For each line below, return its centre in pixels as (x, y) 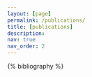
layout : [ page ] (29, 14)
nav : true (22, 40)
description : (26, 33)
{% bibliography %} (36, 66)
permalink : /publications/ (46, 20)
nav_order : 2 (26, 46)
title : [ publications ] (40, 27)
